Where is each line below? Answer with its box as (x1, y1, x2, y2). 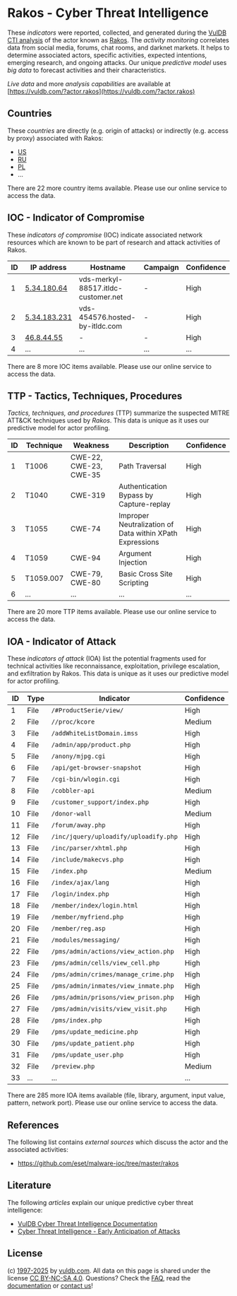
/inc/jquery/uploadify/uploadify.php (51, 832, 178, 841)
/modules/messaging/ (51, 936, 121, 944)
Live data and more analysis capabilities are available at (7, 79, 171, 88)
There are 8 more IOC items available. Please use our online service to (7, 362, 212, 370)
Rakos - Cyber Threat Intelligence (7, 5, 209, 21)
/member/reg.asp (51, 924, 106, 933)
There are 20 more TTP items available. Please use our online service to (7, 608, 217, 616)
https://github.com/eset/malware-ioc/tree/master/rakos (17, 1159, 179, 1167)
